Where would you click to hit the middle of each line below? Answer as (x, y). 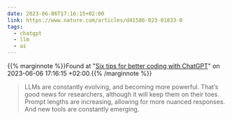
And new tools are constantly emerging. (82, 109)
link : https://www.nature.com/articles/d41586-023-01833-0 (95, 20)
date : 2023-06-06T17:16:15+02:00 (56, 14)
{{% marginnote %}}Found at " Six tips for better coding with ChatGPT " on (114, 66)
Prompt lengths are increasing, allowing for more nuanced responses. (125, 102)
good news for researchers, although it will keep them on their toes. (122, 94)
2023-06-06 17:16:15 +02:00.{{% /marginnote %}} (80, 73)
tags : (15, 27)
